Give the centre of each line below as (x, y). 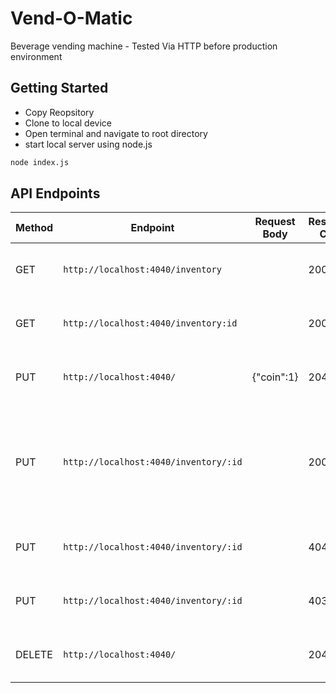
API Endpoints (55, 193)
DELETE (34, 655)
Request (275, 222)
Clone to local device (68, 123)
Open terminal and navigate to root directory (116, 133)
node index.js (40, 162)
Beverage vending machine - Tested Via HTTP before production (144, 46)
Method (34, 228)
